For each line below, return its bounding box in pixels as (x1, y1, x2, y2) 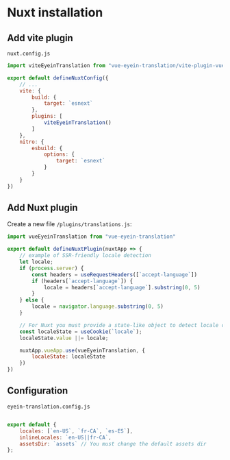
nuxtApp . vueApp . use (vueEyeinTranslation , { (19, 347, 146, 354)
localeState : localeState (31, 353, 106, 361)
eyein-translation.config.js (7, 403, 90, 410)
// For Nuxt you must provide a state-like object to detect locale (19, 322, 219, 328)
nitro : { (19, 138, 44, 145)
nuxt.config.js (7, 50, 51, 57)
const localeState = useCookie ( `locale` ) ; (19, 328, 142, 335)
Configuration (7, 385, 68, 397)
